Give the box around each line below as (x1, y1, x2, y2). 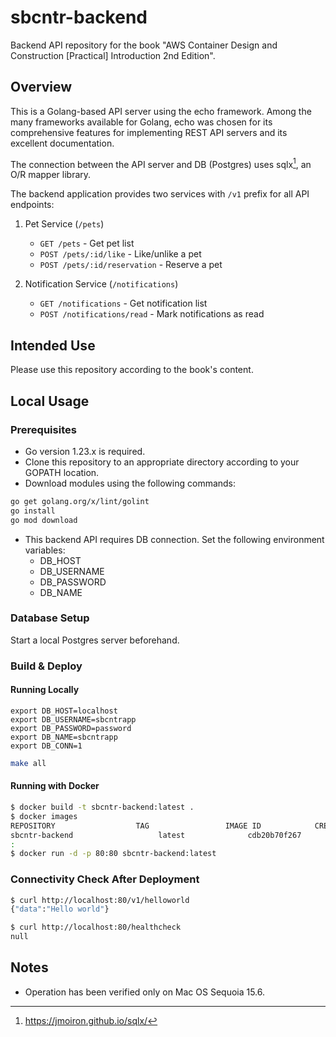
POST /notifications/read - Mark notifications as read (39, 308, 265, 320)
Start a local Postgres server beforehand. (10, 634, 180, 646)
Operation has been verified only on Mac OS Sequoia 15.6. (24, 986, 266, 998)
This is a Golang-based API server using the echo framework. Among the (10, 105, 312, 117)
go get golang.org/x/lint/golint (10, 496, 150, 506)
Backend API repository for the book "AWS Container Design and (10, 39, 278, 51)
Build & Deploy (10, 659, 83, 673)
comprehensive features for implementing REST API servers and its (10, 126, 288, 138)
